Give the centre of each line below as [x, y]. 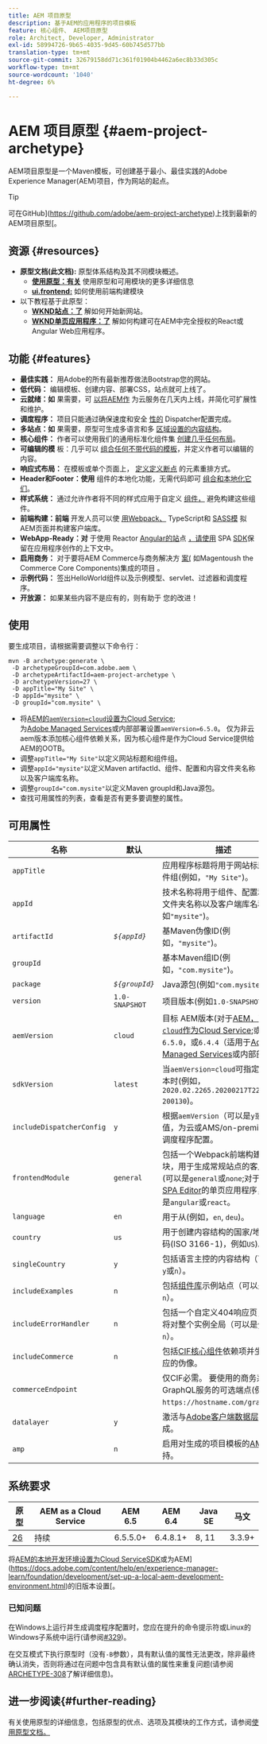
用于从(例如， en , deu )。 [206, 1217]
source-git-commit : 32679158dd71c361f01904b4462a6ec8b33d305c [113, 60]
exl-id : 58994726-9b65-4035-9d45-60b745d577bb [87, 45]
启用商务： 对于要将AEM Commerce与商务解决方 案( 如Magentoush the [137, 558]
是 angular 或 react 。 [199, 1202]
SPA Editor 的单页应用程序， [214, 1190]
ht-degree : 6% [32, 82]
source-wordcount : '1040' [51, 75]
